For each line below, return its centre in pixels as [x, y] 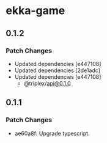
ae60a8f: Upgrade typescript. [52, 133]
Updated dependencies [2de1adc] [57, 70]
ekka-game [35, 11]
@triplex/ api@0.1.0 [47, 83]
